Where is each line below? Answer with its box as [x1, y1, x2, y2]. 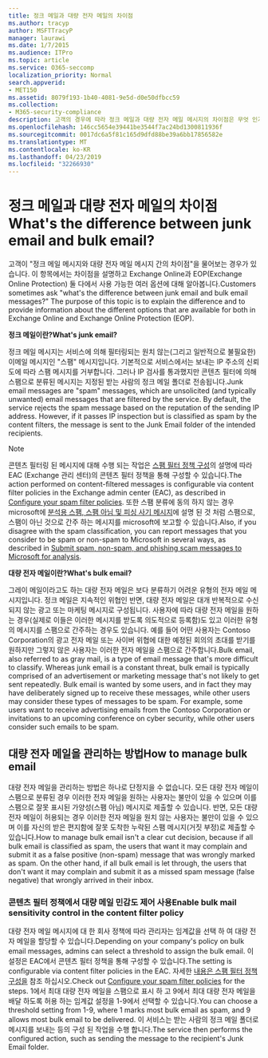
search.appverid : [8, 78, 66, 86]
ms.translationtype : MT [8, 137, 88, 146]
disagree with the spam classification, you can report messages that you [8, 527, 247, 536]
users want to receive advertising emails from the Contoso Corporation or [8, 705, 251, 715]
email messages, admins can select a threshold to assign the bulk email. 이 [8, 946, 254, 956]
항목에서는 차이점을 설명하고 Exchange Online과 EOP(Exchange [39, 269, 242, 279]
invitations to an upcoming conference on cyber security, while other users [8, 714, 255, 723]
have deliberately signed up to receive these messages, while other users [8, 688, 250, 698]
